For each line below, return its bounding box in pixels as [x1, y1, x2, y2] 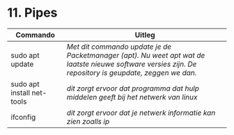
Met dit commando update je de [66, 42, 172, 51]
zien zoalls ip [66, 116, 110, 126]
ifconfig [10, 112, 36, 122]
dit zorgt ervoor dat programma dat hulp [66, 84, 200, 93]
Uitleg [134, 30, 155, 40]
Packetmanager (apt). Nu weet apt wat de [66, 50, 205, 60]
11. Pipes [7, 5, 58, 21]
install [10, 88, 30, 97]
